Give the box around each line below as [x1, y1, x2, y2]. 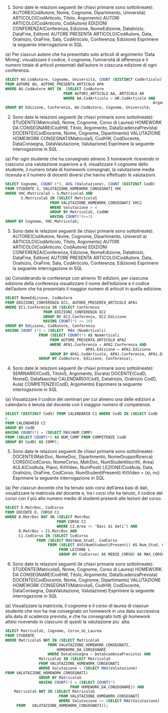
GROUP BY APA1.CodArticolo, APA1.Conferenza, [49, 351, 146, 356]
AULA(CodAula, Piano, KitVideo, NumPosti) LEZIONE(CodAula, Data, [12, 464, 154, 470]
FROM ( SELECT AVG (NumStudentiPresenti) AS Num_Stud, [47, 542, 160, 548]
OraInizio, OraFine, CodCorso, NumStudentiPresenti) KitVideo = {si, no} [12, 469, 160, 476]
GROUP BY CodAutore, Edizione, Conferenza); [38, 356, 133, 361]
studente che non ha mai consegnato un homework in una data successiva [5, 608, 159, 614]
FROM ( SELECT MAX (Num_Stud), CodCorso [36, 538, 117, 543]
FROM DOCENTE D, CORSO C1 [5, 510, 59, 515]
